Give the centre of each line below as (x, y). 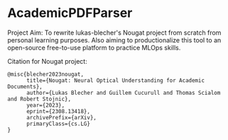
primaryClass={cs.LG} (58, 124)
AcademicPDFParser (70, 13)
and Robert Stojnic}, (39, 99)
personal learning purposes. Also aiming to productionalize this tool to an (114, 40)
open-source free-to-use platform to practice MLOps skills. (94, 47)
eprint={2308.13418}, (58, 111)
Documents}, (25, 86)
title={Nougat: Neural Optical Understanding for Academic (115, 80)
